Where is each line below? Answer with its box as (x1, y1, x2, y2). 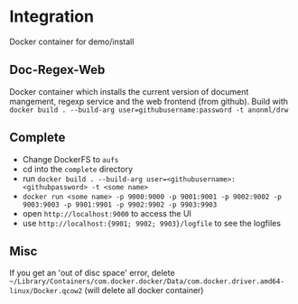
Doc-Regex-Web (9, 62, 106, 78)
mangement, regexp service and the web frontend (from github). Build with (9, 96, 289, 106)
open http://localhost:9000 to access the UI (22, 207, 192, 218)
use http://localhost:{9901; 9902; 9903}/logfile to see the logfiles (22, 217, 282, 228)
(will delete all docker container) (84, 285, 204, 296)
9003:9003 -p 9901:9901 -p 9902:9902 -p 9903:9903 (22, 200, 218, 209)
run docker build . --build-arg (22, 173, 143, 184)
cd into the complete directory (22, 163, 134, 174)
